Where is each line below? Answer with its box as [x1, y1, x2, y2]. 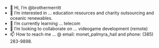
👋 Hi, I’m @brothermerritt [9, 5, 61, 10]
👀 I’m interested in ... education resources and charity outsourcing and [9, 10, 154, 16]
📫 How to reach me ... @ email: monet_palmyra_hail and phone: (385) [9, 31, 154, 37]
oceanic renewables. [9, 15, 53, 21]
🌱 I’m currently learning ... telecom [9, 20, 80, 26]
